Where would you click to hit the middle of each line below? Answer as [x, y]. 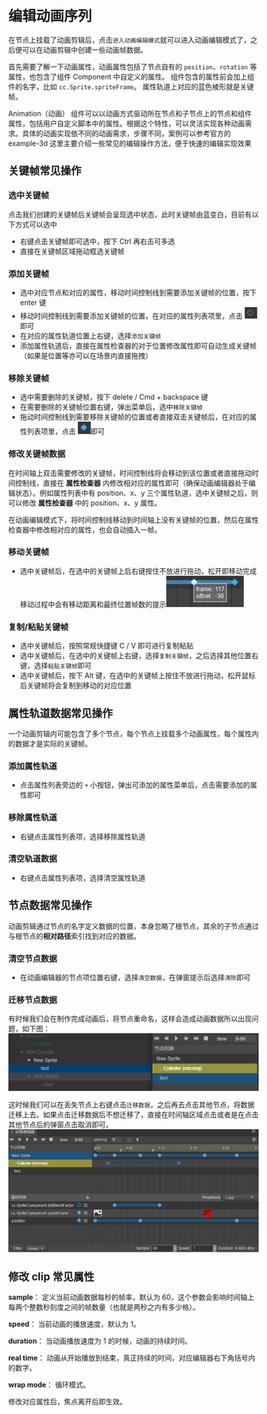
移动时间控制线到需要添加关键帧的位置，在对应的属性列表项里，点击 [131, 316]
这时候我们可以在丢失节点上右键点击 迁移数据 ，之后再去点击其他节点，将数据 [132, 1104]
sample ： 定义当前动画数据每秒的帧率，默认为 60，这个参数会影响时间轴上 [132, 1297]
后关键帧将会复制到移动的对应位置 [75, 686]
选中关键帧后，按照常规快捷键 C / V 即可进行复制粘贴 [106, 646]
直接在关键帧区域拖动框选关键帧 [72, 251]
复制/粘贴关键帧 [39, 627]
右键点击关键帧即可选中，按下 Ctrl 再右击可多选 [97, 241]
